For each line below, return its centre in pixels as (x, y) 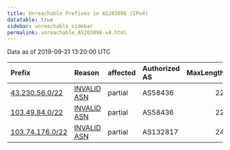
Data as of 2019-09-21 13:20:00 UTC (59, 52)
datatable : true (30, 20)
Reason (87, 73)
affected (122, 73)
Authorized (161, 69)
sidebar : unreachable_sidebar (50, 26)
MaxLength (205, 73)
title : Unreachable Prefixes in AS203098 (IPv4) (78, 13)
